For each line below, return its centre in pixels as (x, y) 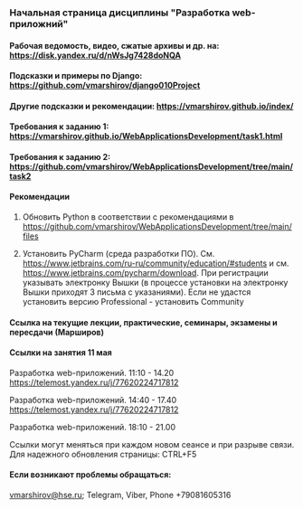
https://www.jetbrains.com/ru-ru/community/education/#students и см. (156, 263)
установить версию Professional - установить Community (133, 302)
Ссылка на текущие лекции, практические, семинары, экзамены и (143, 322)
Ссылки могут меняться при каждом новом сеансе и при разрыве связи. (152, 444)
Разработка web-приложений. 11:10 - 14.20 (92, 372)
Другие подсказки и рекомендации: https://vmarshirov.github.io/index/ (151, 106)
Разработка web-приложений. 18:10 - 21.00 (93, 427)
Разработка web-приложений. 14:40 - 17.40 (93, 400)
